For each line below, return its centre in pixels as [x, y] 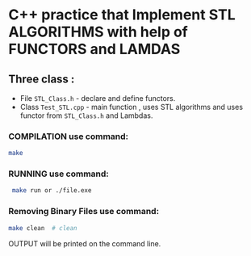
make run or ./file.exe [52, 191]
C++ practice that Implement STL [122, 15]
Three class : [42, 79]
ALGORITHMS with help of [98, 32]
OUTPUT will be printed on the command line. [85, 243]
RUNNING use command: [59, 174]
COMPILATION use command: [69, 136]
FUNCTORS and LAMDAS [94, 49]
